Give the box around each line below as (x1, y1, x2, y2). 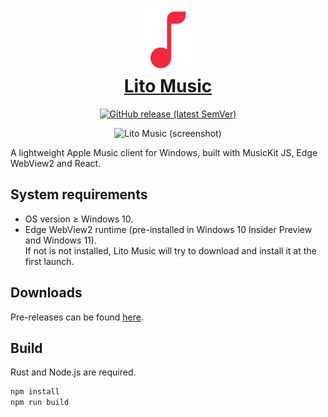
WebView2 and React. (10, 157, 102, 169)
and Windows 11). (24, 234, 97, 246)
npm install (10, 387, 60, 397)
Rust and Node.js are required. (10, 366, 137, 378)
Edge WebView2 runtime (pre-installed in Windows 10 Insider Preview (24, 223, 313, 235)
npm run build (10, 398, 70, 408)
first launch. (24, 255, 75, 267)
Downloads (10, 284, 83, 302)
